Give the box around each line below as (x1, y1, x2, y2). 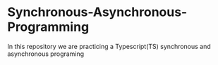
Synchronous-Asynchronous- (7, 4, 188, 20)
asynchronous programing (7, 50, 85, 58)
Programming (7, 19, 90, 35)
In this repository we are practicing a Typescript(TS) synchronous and (7, 42, 212, 50)
